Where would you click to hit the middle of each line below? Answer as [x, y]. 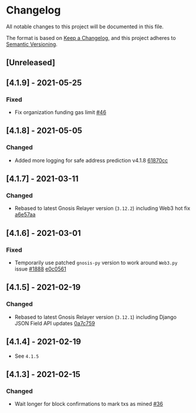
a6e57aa [25, 215]
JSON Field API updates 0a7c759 [55, 323]
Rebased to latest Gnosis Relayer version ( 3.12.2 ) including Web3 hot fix [102, 208]
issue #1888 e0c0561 [40, 269]
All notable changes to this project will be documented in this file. [85, 26]
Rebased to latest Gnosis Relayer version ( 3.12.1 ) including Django [96, 317]
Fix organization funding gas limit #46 [60, 112]
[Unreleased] [31, 63]
